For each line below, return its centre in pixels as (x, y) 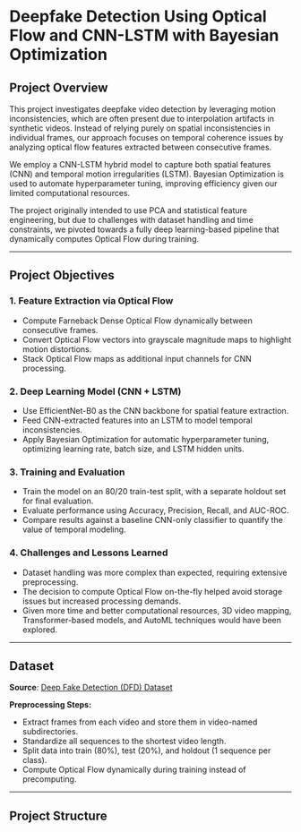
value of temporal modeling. (74, 529)
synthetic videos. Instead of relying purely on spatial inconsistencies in (140, 128)
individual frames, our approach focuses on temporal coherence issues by (146, 137)
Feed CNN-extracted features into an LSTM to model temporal (137, 420)
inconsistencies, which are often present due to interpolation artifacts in (142, 119)
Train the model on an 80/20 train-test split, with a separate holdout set (154, 492)
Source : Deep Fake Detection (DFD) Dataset (91, 688)
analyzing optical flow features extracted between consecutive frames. (141, 147)
